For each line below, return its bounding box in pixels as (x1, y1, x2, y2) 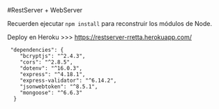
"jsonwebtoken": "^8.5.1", (20, 83, 98, 90)
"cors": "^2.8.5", (20, 59, 73, 66)
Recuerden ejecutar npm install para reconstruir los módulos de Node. (7, 20, 213, 27)
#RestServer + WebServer (7, 6, 83, 14)
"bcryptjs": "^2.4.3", (20, 52, 86, 59)
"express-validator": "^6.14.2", (20, 77, 117, 84)
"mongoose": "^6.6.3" (20, 89, 82, 96)
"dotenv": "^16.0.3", (20, 65, 82, 72)
